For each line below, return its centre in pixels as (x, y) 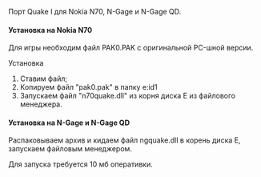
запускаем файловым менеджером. (70, 149)
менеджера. (41, 104)
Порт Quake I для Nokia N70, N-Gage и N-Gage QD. (95, 12)
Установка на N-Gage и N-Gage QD (69, 123)
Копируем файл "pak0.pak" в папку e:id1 (88, 87)
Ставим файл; (44, 78)
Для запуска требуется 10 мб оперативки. (81, 164)
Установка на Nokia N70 (50, 30)
